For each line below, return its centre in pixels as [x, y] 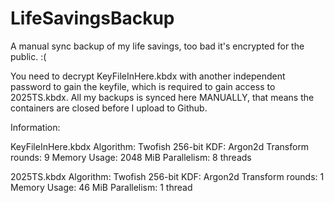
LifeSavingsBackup [92, 18]
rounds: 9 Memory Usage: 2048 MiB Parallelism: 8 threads [131, 157]
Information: [35, 127]
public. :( [28, 56]
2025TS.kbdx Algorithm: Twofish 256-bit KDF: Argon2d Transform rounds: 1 [167, 176]
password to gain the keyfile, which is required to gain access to [143, 86]
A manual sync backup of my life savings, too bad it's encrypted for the [157, 46]
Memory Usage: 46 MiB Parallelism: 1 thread [101, 187]
